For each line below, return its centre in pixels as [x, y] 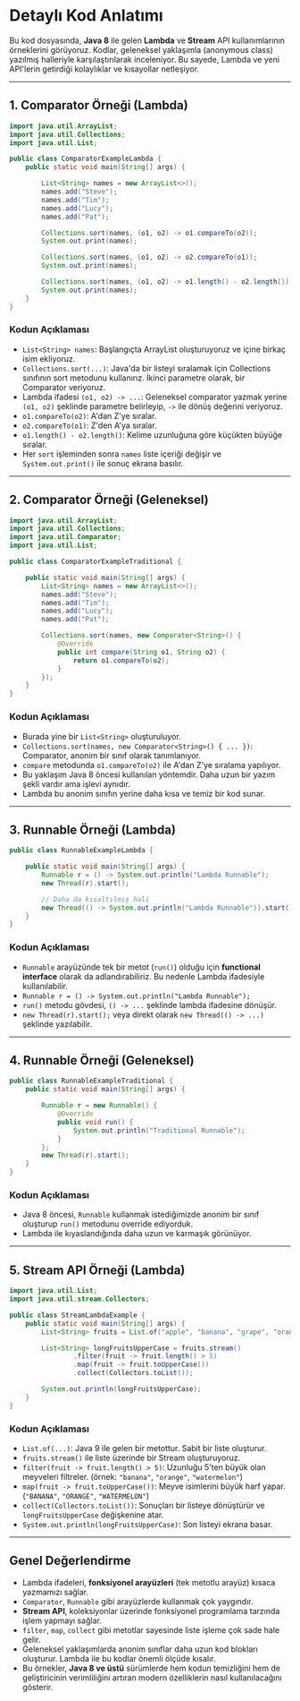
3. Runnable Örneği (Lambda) [93, 829]
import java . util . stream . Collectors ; [79, 1299]
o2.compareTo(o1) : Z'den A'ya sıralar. [89, 425]
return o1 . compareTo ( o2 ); [121, 660]
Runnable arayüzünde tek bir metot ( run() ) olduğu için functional [141, 967]
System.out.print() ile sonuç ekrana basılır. [103, 463]
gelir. [31, 1639]
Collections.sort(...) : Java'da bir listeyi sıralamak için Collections [146, 368]
